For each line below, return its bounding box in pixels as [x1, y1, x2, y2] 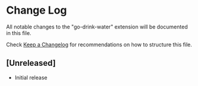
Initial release [14, 74, 47, 81]
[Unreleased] [6, 58, 56, 68]
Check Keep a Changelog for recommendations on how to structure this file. [6, 41, 193, 48]
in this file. [6, 29, 31, 36]
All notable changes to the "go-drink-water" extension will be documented [6, 23, 188, 30]
